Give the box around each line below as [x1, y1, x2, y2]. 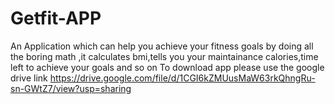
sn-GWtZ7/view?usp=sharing [10, 82, 132, 94]
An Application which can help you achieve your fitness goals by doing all [10, 40, 314, 52]
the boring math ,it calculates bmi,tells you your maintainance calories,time [10, 50, 319, 62]
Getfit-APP [10, 7, 102, 30]
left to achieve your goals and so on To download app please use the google [10, 61, 325, 73]
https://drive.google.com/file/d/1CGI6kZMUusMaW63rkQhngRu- [49, 72, 316, 84]
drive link [10, 72, 48, 84]
